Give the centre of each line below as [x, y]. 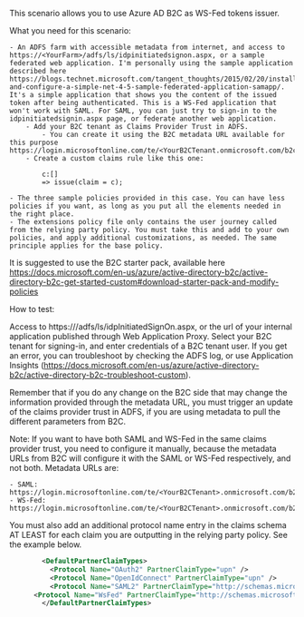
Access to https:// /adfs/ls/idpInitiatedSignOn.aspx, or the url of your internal [151, 327]
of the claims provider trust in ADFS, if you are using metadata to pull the [145, 411]
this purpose [34, 142]
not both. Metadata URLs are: [64, 468]
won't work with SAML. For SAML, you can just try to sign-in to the [143, 111]
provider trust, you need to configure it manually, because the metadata [143, 449]
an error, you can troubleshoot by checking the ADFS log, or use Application [152, 356]
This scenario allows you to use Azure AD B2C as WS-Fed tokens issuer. [145, 13]
